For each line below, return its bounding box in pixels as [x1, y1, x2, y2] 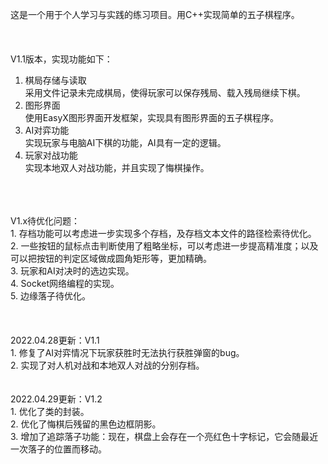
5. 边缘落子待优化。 [10, 290, 91, 302]
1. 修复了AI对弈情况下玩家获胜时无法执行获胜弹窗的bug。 [10, 347, 245, 358]
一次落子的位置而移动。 [10, 443, 107, 455]
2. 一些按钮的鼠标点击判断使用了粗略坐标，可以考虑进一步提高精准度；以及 [10, 240, 319, 252]
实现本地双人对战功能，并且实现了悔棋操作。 [24, 162, 210, 173]
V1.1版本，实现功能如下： [10, 53, 113, 65]
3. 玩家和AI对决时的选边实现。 [10, 265, 135, 277]
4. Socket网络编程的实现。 [10, 278, 120, 289]
